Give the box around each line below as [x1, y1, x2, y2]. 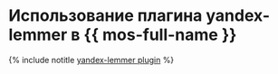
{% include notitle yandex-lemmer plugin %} [8, 54, 175, 65]
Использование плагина [8, 5, 203, 26]
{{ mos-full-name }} [83, 24, 237, 45]
